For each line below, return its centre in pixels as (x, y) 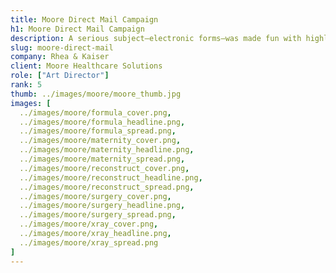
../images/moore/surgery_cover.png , (95, 196)
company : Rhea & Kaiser (60, 57)
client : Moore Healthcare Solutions (86, 66)
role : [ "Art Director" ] (60, 76)
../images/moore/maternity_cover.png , (100, 141)
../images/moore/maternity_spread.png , (102, 159)
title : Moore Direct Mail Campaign (84, 19)
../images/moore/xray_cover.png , (89, 224)
